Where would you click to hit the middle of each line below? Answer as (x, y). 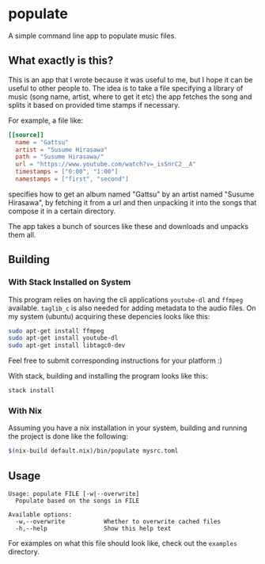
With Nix (25, 410)
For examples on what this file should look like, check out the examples (123, 543)
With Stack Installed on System (70, 282)
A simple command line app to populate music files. (92, 36)
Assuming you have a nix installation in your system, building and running (128, 428)
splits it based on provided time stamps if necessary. (94, 105)
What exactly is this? (61, 61)
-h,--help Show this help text (93, 529)
